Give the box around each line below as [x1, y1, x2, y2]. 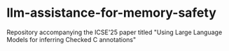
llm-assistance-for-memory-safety [6, 5, 216, 21]
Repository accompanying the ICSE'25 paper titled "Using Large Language [6, 28, 223, 36]
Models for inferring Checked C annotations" [6, 35, 137, 43]
